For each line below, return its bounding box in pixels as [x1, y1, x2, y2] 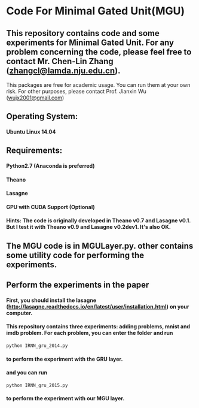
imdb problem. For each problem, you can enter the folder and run [6, 330, 173, 337]
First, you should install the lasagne [6, 297, 97, 304]
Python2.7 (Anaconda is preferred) [6, 162, 95, 169]
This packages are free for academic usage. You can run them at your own [6, 81, 191, 88]
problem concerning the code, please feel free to [6, 47, 192, 57]
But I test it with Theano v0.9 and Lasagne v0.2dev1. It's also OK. [6, 223, 172, 231]
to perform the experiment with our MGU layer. [6, 395, 125, 402]
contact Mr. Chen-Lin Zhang [6, 56, 114, 67]
